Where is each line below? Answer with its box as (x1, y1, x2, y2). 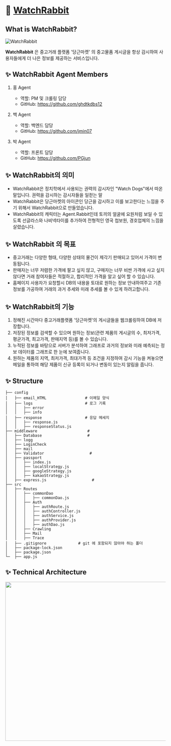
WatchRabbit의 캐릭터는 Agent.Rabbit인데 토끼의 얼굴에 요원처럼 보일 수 (12, 211, 158, 217)
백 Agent (12, 111, 31, 118)
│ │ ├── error (5, 406, 44, 411)
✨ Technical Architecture (5, 568, 87, 577)
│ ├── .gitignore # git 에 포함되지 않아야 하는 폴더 (5, 541, 143, 546)
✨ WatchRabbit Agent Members (5, 70, 108, 79)
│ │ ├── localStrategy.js (5, 464, 70, 470)
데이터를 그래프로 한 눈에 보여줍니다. (18, 349, 91, 355)
